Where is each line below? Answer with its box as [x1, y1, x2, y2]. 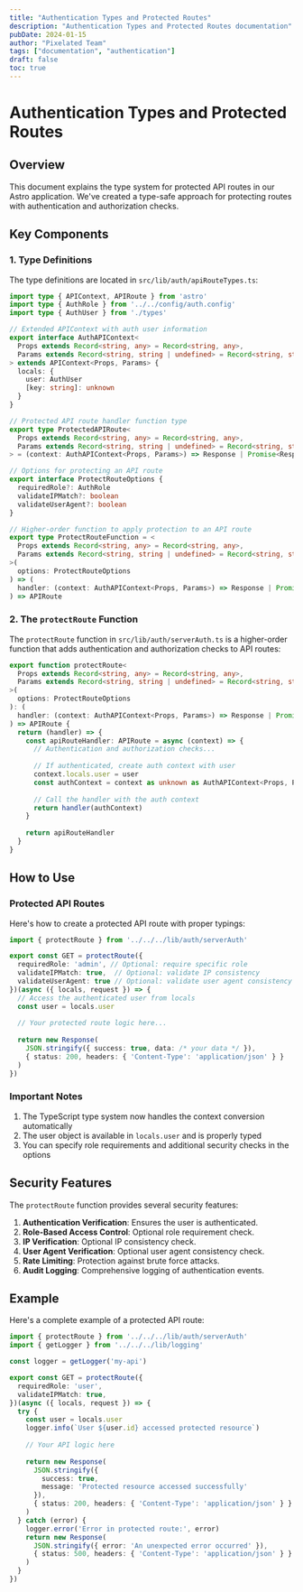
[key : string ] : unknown [25, 384, 115, 393]
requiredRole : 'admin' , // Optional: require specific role [17, 960, 248, 969]
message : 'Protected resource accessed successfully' [41, 1482, 248, 1492]
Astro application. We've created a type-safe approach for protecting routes [9, 190, 292, 201]
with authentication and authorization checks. [9, 200, 179, 211]
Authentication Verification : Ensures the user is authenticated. [22, 1217, 259, 1227]
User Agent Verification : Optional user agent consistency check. [22, 1245, 265, 1256]
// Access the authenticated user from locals [17, 994, 196, 1003]
